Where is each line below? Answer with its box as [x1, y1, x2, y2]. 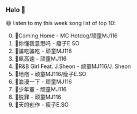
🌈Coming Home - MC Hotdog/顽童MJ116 [14, 32, 118, 39]
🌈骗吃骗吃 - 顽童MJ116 [14, 47, 72, 55]
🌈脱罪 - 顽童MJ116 [14, 93, 62, 101]
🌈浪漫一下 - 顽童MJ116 [14, 78, 72, 85]
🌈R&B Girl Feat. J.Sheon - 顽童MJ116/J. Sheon [14, 63, 131, 70]
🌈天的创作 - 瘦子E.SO [14, 101, 69, 108]
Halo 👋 [6, 6, 26, 14]
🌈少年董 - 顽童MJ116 [14, 86, 67, 93]
